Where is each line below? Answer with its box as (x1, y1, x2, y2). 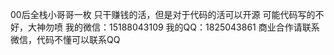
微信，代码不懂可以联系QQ (10, 34, 121, 45)
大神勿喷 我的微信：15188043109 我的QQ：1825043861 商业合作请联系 (27, 21, 320, 33)
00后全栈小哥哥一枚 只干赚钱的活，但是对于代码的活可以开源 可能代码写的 (10, 9, 316, 20)
